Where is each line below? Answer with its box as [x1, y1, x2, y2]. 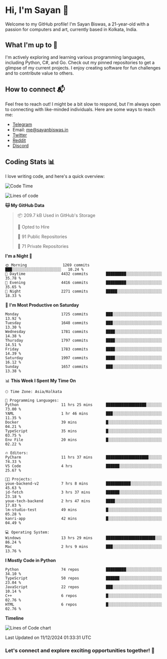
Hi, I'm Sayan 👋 [5, 4, 69, 16]
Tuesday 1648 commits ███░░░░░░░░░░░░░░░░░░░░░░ [5, 320, 162, 325]
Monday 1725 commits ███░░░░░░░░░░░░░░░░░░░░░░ [5, 312, 162, 317]
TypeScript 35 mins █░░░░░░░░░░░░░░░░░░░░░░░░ [5, 428, 162, 434]
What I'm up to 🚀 [5, 41, 58, 49]
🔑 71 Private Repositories [17, 243, 69, 249]
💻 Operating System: [5, 530, 50, 535]
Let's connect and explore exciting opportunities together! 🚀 [5, 647, 155, 654]
